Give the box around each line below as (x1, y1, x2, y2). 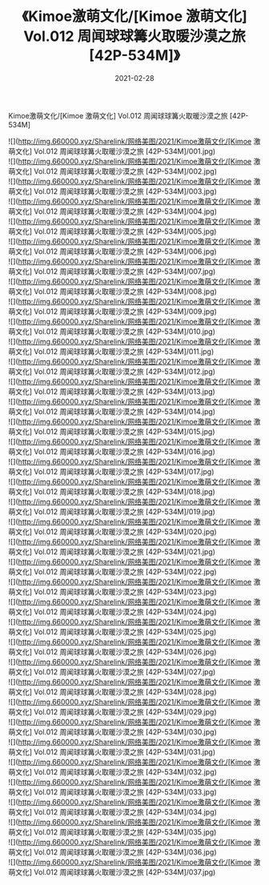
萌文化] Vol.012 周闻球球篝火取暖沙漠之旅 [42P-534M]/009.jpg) (8, 306, 218, 316)
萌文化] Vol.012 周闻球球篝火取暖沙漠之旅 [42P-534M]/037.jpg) (8, 867, 216, 877)
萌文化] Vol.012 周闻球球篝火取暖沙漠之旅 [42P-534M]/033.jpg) (8, 786, 218, 797)
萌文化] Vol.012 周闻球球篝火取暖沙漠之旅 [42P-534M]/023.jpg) (8, 586, 218, 597)
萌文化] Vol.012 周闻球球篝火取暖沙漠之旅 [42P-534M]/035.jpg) (8, 827, 217, 837)
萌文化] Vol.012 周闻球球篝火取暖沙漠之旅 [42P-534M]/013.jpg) (8, 386, 216, 396)
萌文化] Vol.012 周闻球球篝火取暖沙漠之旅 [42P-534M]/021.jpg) (8, 546, 216, 557)
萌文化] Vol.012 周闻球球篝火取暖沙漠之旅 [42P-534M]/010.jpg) (8, 326, 216, 336)
